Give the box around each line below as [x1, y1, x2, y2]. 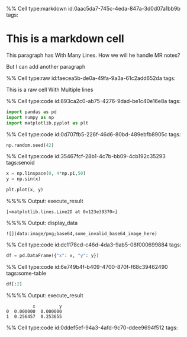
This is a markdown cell [6, 32, 124, 46]
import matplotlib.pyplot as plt [6, 120, 89, 126]
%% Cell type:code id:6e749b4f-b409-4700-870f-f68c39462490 [6, 263, 168, 270]
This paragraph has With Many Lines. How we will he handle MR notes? [6, 52, 180, 59]
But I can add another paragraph [6, 63, 86, 70]
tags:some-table [6, 269, 46, 277]
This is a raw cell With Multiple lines [6, 86, 93, 93]
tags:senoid [6, 159, 35, 166]
